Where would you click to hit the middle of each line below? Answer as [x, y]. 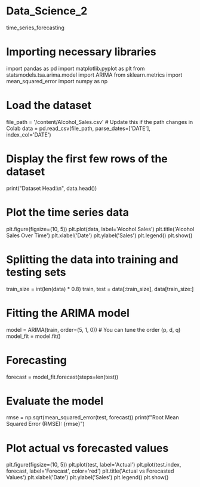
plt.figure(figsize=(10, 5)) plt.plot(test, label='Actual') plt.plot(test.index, [94, 465]
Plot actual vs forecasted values [87, 448]
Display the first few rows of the [87, 159]
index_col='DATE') [29, 134]
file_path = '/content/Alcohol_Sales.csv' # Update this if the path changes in [100, 122]
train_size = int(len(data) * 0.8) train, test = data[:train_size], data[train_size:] [100, 289]
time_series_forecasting [35, 28]
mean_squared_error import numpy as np [57, 81]
